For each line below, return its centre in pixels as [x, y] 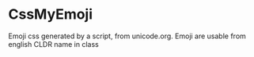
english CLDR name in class [53, 44]
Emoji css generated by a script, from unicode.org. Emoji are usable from [127, 36]
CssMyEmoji [51, 14]
